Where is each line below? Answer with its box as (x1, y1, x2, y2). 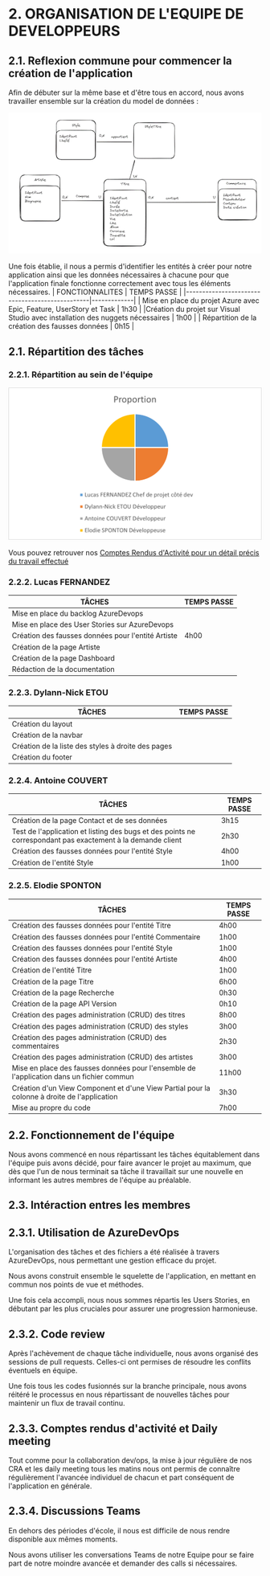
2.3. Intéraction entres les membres (8, 1198, 191, 1212)
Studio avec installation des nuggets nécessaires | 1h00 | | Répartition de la (8, 313, 257, 322)
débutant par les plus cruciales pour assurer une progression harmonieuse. (8, 1304, 258, 1314)
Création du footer (11, 752, 72, 762)
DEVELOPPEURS (8, 22, 121, 40)
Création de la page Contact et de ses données (11, 815, 168, 825)
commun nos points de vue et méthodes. (8, 1279, 145, 1290)
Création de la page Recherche (11, 988, 115, 997)
